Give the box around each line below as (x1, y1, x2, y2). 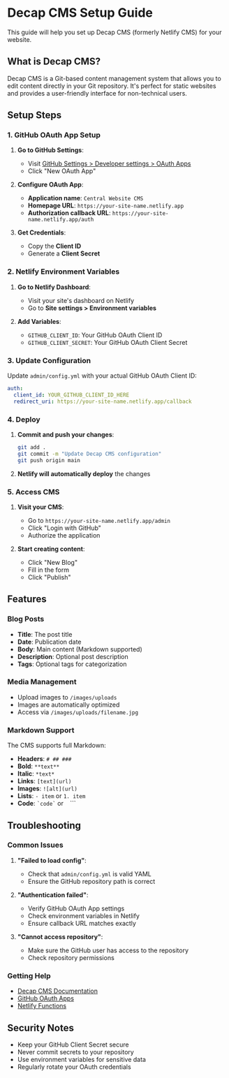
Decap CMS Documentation (17, 987, 98, 996)
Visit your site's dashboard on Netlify (27, 296, 135, 304)
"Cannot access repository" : (17, 932, 103, 940)
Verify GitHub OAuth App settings (27, 904, 125, 913)
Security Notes (7, 1021, 75, 1034)
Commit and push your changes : (17, 430, 114, 438)
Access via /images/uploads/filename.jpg (17, 707, 138, 716)
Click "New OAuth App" (27, 167, 96, 175)
